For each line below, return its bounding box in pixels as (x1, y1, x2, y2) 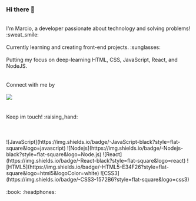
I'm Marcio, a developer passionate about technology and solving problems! (6, 25, 191, 32)
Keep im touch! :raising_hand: (6, 113, 78, 120)
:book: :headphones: (6, 189, 57, 196)
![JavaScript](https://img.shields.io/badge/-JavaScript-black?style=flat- (6, 139, 181, 146)
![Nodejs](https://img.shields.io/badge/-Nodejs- (67, 144, 184, 152)
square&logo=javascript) (6, 144, 66, 152)
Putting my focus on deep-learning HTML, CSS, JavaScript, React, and (6, 56, 178, 64)
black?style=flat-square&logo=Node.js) (6, 151, 102, 158)
